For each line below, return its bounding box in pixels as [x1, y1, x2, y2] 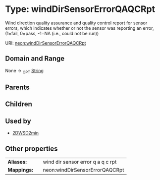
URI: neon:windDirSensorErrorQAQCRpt [5, 40, 86, 46]
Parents [5, 83, 30, 91]
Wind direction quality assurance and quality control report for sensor [5, 20, 148, 26]
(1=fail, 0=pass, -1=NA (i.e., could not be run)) [5, 30, 99, 36]
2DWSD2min [12, 130, 39, 136]
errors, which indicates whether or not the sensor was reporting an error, [5, 25, 154, 31]
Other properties [5, 144, 58, 153]
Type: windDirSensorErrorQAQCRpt [5, 3, 155, 15]
